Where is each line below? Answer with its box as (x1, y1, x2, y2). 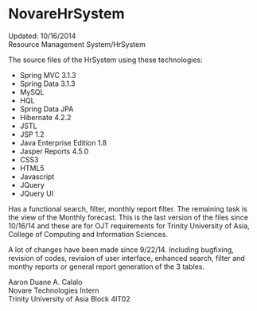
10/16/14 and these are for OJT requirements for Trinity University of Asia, (8, 220, 251, 231)
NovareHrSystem (8, 5, 125, 23)
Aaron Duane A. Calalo (8, 277, 83, 286)
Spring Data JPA (19, 104, 74, 114)
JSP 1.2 (19, 129, 45, 139)
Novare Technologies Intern (8, 286, 99, 295)
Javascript (19, 172, 55, 181)
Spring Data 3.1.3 (19, 79, 76, 88)
